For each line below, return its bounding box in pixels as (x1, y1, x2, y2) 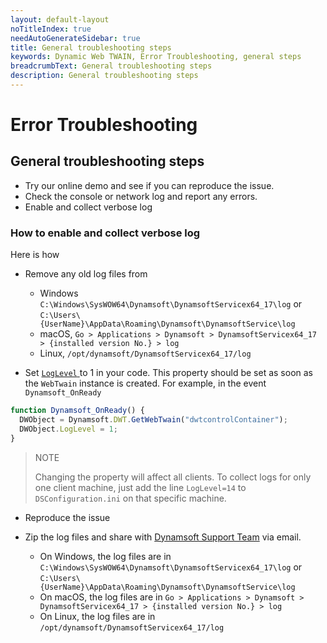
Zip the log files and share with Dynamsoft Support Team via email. (24, 531, 302, 543)
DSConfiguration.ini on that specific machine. (34, 492, 227, 504)
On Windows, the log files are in (39, 550, 172, 562)
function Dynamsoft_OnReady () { (10, 406, 145, 416)
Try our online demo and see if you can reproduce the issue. (24, 179, 275, 191)
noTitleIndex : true (10, 24, 92, 34)
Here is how (10, 249, 60, 261)
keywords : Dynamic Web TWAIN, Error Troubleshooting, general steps (10, 52, 302, 62)
